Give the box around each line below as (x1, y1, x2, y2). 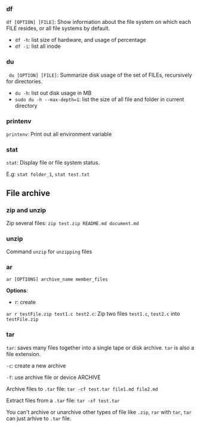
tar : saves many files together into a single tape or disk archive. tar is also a (6, 344, 195, 351)
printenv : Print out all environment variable (6, 130, 112, 138)
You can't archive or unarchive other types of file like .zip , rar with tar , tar (6, 408, 192, 415)
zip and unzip (6, 206, 47, 214)
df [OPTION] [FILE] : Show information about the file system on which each (6, 19, 192, 26)
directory (14, 102, 38, 109)
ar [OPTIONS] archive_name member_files (6, 277, 109, 283)
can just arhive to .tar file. (6, 415, 72, 422)
